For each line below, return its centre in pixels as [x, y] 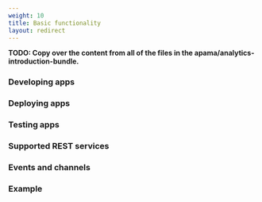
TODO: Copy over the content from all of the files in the [100, 53]
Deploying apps [39, 103]
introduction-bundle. [44, 61]
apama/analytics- [224, 53]
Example [25, 188]
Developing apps [42, 82]
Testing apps [34, 125]
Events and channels [50, 167]
